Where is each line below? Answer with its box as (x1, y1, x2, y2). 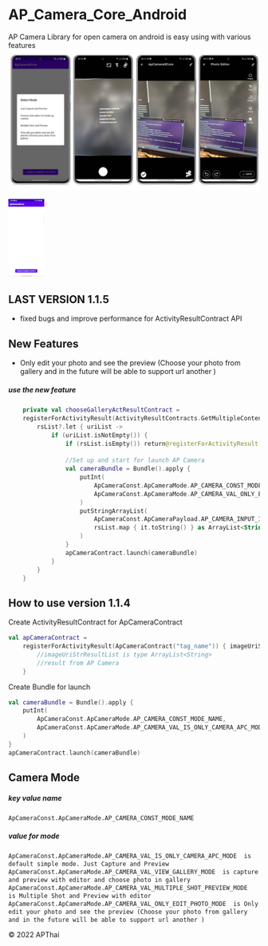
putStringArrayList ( (79, 507, 148, 515)
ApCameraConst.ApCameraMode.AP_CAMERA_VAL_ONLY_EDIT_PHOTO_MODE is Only (8, 900, 259, 909)
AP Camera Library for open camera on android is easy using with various (8, 32, 251, 41)
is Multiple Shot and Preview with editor (8, 892, 152, 901)
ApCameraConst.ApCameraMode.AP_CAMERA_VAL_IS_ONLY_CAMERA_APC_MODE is (8, 852, 251, 861)
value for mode (8, 831, 60, 841)
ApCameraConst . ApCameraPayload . (93, 515, 202, 523)
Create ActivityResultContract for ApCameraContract (8, 617, 183, 627)
